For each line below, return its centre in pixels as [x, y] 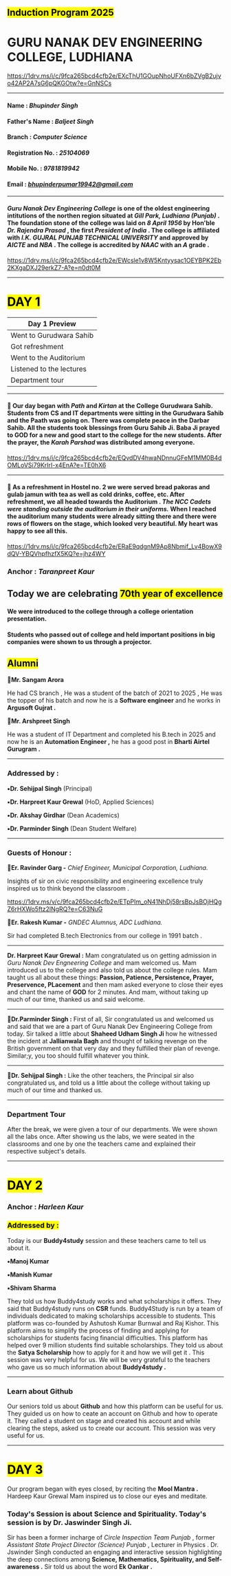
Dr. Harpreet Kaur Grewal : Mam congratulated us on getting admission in [112, 955]
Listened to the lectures [49, 369]
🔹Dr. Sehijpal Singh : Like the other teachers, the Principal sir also [101, 1075]
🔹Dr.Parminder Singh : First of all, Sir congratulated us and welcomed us [111, 1019]
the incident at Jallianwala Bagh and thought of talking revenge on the [107, 1041]
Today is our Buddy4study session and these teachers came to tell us [107, 1240]
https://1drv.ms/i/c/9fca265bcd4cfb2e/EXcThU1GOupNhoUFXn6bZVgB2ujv [114, 76]
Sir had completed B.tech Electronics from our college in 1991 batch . [105, 935]
